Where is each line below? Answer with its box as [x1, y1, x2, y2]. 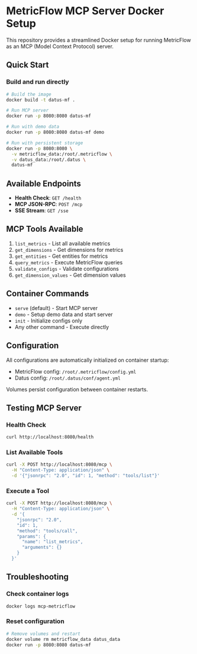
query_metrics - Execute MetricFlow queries [14, 258, 123, 266]
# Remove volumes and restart [6, 631, 81, 637]
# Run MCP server [6, 108, 49, 113]
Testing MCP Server [6, 403, 82, 413]
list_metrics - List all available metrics [14, 239, 111, 247]
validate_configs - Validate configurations [14, 265, 120, 272]
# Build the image [6, 91, 51, 97]
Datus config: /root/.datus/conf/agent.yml [14, 374, 121, 381]
